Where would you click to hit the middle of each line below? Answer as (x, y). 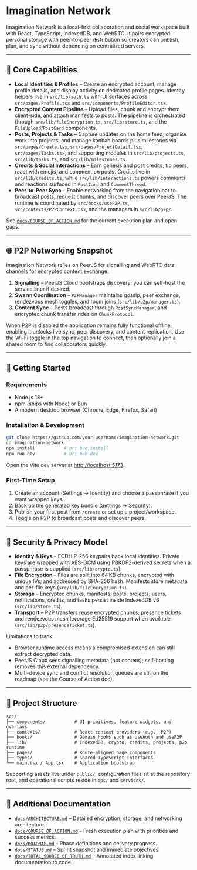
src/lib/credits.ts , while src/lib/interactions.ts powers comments (100, 178)
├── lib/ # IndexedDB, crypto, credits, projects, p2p (97, 742)
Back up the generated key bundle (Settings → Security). (83, 506)
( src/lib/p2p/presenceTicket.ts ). (55, 625)
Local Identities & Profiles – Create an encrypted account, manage (96, 84)
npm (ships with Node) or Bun (51, 404)
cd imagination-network (35, 443)
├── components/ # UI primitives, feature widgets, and (89, 722)
